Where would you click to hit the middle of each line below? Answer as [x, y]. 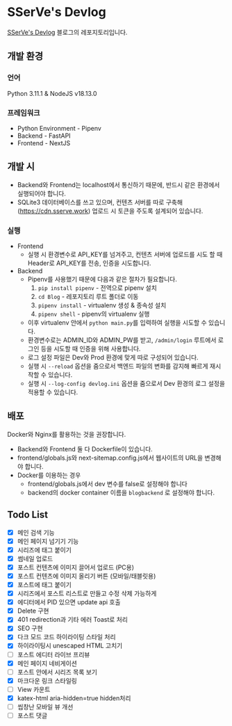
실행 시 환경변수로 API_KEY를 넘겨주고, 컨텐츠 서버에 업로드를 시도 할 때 [125, 255]
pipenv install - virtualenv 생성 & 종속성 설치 [102, 305]
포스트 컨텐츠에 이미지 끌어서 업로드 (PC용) [75, 567]
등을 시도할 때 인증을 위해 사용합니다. [91, 349]
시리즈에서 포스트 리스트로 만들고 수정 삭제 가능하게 [87, 594]
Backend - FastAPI [44, 136]
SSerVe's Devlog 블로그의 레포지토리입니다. [67, 32]
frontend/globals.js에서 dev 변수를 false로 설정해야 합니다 [107, 483]
